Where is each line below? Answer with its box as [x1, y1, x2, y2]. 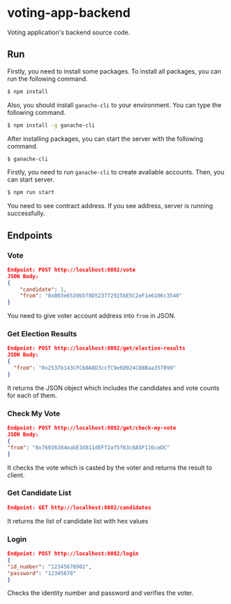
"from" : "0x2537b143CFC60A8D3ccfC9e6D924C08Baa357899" [13, 364, 177, 372]
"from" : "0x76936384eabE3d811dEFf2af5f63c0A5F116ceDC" [7, 444, 170, 451]
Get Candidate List [7, 488, 72, 498]
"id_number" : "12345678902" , [7, 563, 92, 570]
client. [7, 471, 25, 479]
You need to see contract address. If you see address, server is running [7, 202, 214, 210]
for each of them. [7, 391, 57, 399]
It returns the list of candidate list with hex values [7, 516, 149, 525]
